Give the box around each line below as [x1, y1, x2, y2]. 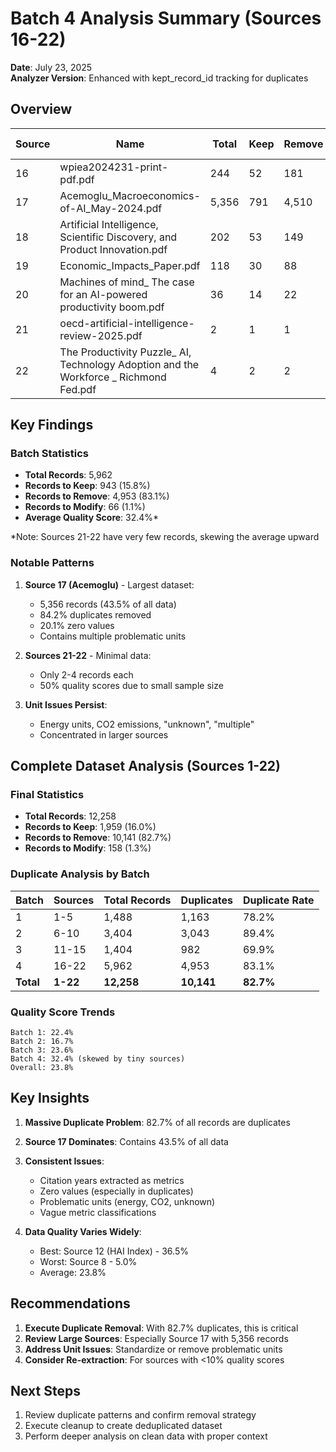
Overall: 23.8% [10, 1063, 74, 1073]
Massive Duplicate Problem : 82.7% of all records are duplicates [24, 1116, 291, 1128]
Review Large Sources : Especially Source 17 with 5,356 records [24, 1332, 289, 1344]
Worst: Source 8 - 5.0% [39, 1255, 138, 1267]
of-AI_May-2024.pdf [59, 201, 163, 215]
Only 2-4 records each [39, 668, 134, 681]
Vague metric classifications [39, 1206, 157, 1218]
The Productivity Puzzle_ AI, [59, 345, 192, 359]
